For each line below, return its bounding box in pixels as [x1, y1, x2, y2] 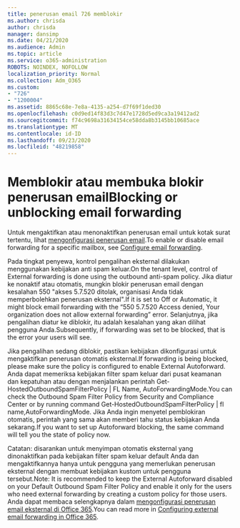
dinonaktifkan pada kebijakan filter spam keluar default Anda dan [7, 452, 199, 461]
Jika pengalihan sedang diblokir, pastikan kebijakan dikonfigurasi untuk [7, 347, 217, 356]
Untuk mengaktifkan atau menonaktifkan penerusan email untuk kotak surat [7, 228, 231, 236]
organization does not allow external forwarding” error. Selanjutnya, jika [7, 310, 219, 319]
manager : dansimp [7, 30, 59, 38]
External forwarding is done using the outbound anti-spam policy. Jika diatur [7, 272, 233, 281]
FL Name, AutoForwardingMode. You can [113, 385, 233, 394]
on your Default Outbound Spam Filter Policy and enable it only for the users [7, 482, 232, 491]
